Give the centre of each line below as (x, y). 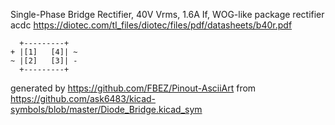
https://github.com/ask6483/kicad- (83, 98)
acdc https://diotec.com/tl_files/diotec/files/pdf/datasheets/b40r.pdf (151, 25)
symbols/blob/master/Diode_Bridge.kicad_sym (106, 109)
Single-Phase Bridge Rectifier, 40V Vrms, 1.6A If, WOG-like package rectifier (167, 14)
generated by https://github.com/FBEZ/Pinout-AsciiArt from (133, 88)
